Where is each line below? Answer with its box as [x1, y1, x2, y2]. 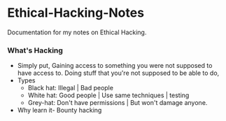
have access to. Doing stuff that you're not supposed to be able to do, [17, 69, 220, 78]
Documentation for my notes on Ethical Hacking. [7, 28, 147, 36]
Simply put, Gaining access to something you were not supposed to [17, 62, 213, 70]
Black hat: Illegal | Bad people [27, 84, 114, 92]
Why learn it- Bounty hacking [17, 106, 102, 115]
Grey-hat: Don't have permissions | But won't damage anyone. [27, 99, 208, 107]
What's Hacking [7, 45, 63, 55]
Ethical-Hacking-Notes [7, 5, 145, 21]
